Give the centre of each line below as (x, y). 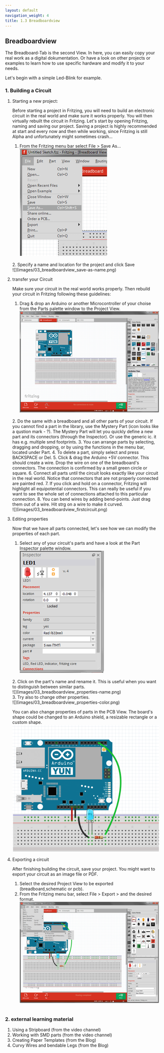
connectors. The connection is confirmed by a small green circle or (80, 468)
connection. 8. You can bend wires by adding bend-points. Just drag (81, 499)
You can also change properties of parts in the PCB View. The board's (82, 712)
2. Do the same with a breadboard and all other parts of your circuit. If (82, 421)
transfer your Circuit (32, 279)
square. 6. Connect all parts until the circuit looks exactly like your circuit (85, 473)
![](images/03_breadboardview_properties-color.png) (66, 702)
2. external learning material (39, 1019)
